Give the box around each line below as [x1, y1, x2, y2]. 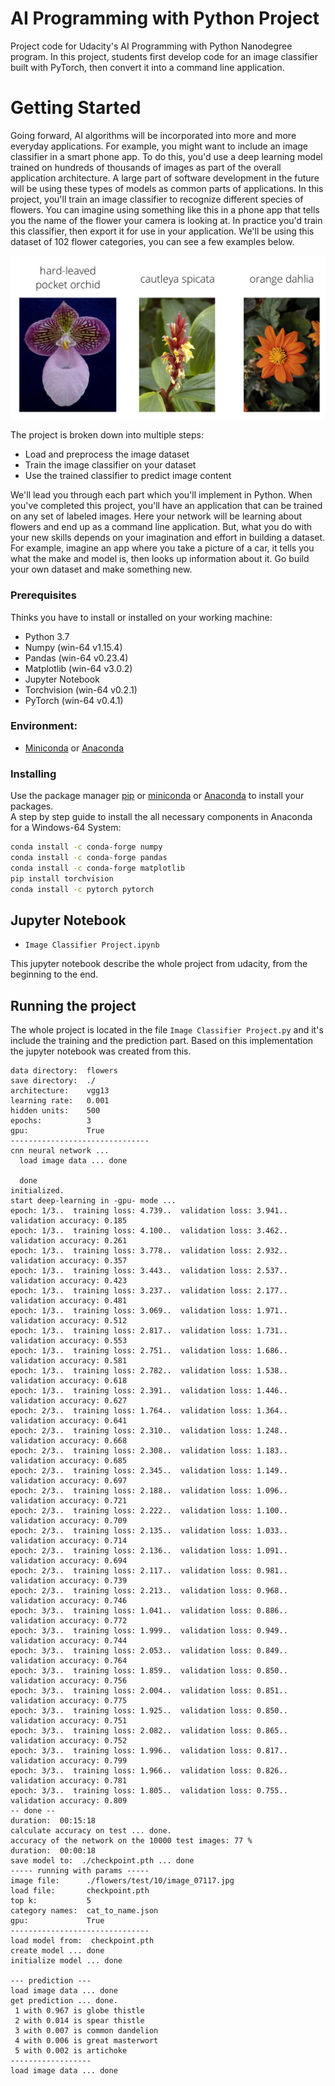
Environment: [10, 719, 78, 733]
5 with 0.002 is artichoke [14, 2046, 128, 2056]
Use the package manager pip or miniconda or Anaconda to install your [10, 790, 305, 802]
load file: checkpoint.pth [10, 1886, 150, 1896]
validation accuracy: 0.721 [10, 1496, 128, 1506]
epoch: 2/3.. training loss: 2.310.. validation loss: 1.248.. [10, 1426, 288, 1436]
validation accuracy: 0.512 [10, 1316, 128, 1326]
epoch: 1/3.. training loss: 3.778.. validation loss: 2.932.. [10, 1246, 288, 1256]
